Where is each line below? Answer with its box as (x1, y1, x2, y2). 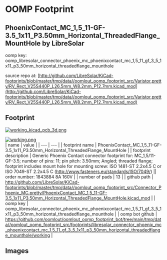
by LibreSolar (42, 39, 84, 47)
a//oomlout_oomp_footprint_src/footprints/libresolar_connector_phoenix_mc (5, 221, 162, 227)
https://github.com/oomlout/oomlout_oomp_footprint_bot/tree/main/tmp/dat (5, 216, 161, 222)
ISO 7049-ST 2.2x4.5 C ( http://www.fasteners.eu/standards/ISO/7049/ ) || (5, 168, 156, 174)
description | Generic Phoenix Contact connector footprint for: (5, 152, 133, 158)
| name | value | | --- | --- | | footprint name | (5, 141, 97, 148)
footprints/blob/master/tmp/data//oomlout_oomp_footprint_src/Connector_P (5, 184, 161, 190)
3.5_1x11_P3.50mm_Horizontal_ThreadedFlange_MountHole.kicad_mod (5, 195, 150, 201)
